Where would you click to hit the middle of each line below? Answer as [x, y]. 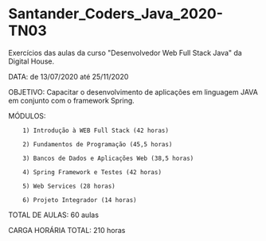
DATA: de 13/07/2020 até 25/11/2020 [68, 76]
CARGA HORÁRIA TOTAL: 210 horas [67, 230]
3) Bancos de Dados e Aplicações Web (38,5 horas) [108, 158]
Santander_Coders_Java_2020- [116, 14]
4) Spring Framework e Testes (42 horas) [92, 172]
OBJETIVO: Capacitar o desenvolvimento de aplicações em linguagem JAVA [133, 91]
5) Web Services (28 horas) [69, 186]
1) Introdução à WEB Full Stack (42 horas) [96, 130]
